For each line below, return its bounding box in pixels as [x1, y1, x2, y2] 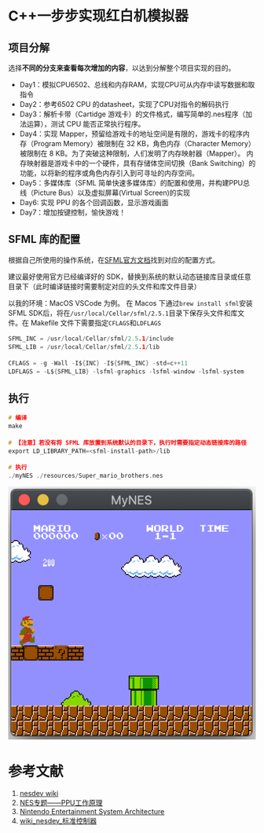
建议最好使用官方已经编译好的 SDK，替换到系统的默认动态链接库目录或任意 [8, 272, 251, 281]
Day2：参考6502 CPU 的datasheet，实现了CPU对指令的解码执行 [19, 100, 229, 108]
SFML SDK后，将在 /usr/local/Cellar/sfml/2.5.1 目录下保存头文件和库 [8, 308, 238, 317]
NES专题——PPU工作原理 [19, 798, 104, 808]
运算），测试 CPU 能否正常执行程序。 [26, 119, 145, 128]
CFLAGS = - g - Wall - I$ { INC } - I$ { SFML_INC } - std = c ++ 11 [8, 359, 189, 368]
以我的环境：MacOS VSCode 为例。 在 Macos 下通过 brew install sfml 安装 [8, 298, 253, 307]
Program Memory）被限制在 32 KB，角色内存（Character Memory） [33, 139, 255, 148]
